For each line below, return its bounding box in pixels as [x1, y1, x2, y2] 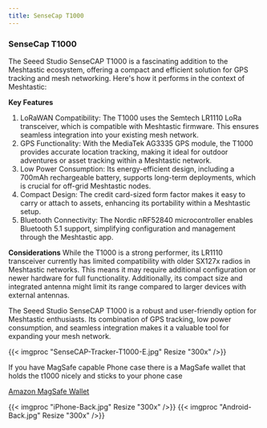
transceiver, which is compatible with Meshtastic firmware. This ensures [19, 121, 259, 131]
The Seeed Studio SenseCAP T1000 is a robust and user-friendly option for [8, 305, 257, 315]
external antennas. [8, 290, 70, 300]
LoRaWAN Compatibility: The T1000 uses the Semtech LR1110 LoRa [19, 113, 242, 123]
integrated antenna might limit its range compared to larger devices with [8, 281, 247, 291]
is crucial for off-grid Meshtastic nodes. [19, 181, 152, 191]
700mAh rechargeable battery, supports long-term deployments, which [19, 172, 257, 182]
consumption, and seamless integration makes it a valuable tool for [8, 322, 230, 333]
